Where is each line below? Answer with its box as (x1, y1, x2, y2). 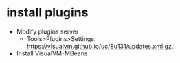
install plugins (6, 5, 89, 21)
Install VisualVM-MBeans (16, 49, 88, 58)
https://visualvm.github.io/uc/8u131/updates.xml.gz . (26, 42, 174, 50)
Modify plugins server (16, 27, 79, 36)
